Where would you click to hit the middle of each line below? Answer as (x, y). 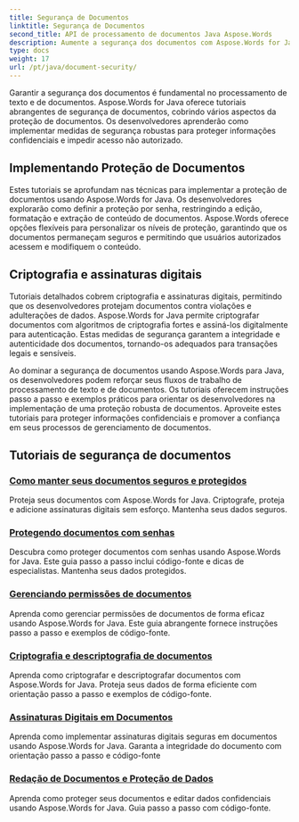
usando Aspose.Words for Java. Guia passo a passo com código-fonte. (140, 808)
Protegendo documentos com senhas (92, 533)
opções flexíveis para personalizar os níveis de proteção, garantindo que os (148, 228)
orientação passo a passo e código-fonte (85, 756)
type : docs (29, 51)
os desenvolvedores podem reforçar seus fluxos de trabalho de (126, 379)
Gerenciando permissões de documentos (101, 594)
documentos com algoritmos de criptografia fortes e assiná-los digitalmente (149, 324)
